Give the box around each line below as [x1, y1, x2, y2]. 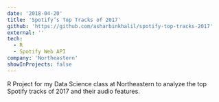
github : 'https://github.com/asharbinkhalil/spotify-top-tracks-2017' [7, 23, 214, 29]
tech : [7, 36, 23, 42]
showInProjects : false [7, 61, 72, 68]
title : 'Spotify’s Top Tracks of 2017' [7, 16, 122, 23]
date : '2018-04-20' [7, 10, 63, 17]
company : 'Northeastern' [7, 55, 78, 62]
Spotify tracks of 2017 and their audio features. [7, 87, 141, 95]
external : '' [7, 29, 45, 36]
